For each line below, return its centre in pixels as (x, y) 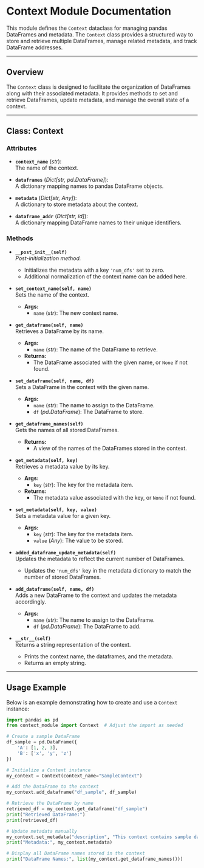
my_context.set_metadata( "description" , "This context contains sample (99, 837)
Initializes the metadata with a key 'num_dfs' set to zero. (94, 270)
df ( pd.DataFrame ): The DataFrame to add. (87, 626)
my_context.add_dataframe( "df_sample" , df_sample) (72, 792)
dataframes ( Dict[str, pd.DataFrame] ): (62, 180)
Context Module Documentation (89, 11)
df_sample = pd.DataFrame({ (42, 742)
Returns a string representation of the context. (73, 644)
